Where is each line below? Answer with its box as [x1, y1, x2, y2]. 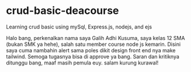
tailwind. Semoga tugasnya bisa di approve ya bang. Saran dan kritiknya [6, 53, 180, 60]
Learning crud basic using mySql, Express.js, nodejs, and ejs [6, 23, 152, 30]
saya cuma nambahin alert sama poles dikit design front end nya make [6, 46, 176, 53]
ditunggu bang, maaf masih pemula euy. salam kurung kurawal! [6, 59, 159, 66]
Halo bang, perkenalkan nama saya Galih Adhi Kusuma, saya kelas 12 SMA [6, 34, 185, 41]
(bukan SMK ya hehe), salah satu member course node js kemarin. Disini [6, 41, 181, 48]
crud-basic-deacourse [6, 4, 119, 17]
